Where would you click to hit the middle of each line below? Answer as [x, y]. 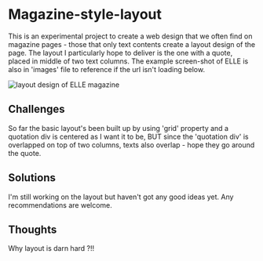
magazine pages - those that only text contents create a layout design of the [132, 44]
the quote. [25, 153]
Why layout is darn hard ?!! [51, 248]
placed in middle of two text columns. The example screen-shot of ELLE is [128, 61]
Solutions [32, 178]
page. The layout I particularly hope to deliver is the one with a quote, [121, 53]
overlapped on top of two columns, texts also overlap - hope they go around [131, 145]
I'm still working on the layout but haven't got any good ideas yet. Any [121, 197]
